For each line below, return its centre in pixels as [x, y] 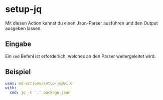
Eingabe [18, 44]
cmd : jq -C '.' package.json [40, 93]
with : [11, 88]
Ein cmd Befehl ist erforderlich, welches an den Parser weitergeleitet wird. [80, 56]
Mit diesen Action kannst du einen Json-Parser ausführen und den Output [81, 23]
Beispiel [18, 72]
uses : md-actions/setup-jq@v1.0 [39, 83]
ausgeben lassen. [23, 28]
